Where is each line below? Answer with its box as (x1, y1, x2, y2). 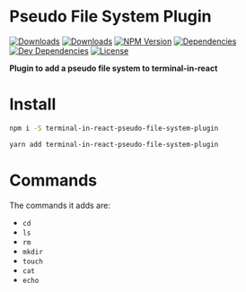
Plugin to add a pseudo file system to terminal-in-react (9, 63, 218, 73)
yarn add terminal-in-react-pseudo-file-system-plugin (9, 140, 219, 149)
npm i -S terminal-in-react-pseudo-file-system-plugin (9, 124, 219, 133)
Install (9, 94, 57, 115)
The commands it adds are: (9, 200, 110, 210)
